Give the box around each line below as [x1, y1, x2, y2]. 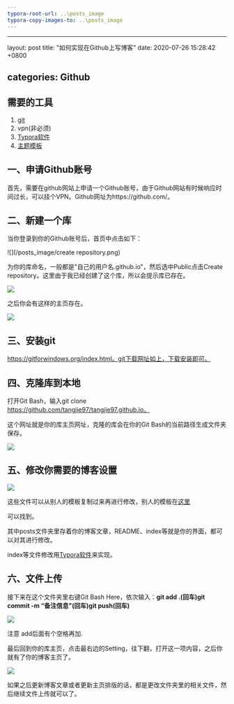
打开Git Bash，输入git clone [7, 397, 87, 405]
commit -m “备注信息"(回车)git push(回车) [7, 601, 130, 610]
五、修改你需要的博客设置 [7, 464, 117, 476]
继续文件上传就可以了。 [13, 689, 81, 698]
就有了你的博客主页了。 [7, 652, 75, 661]
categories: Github [7, 71, 91, 83]
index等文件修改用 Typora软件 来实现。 [7, 550, 116, 558]
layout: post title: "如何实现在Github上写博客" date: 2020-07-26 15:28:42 [7, 43, 216, 52]
